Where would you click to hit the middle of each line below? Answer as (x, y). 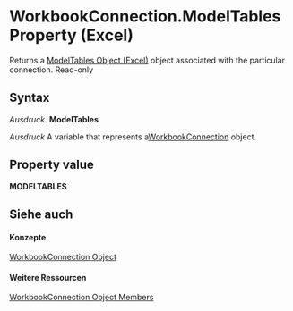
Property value (52, 165)
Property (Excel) (72, 35)
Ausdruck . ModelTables (54, 119)
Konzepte (28, 237)
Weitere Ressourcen (48, 277)
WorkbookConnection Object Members (82, 298)
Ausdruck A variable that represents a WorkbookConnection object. (133, 137)
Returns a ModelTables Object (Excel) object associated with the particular (147, 60)
